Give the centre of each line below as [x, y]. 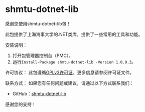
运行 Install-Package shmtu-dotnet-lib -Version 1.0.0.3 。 [74, 61]
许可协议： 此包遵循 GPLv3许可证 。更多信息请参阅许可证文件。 [70, 72]
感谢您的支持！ [21, 104]
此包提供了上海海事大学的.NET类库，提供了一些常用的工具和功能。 [74, 34]
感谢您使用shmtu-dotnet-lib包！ [38, 23]
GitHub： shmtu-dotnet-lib [39, 93]
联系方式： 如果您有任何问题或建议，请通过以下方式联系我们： [69, 83]
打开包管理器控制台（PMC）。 [43, 55]
